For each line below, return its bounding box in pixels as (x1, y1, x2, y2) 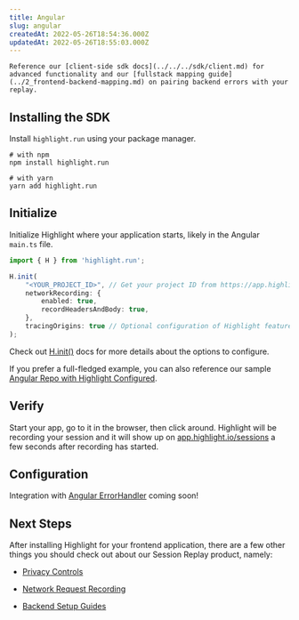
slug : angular (9, 21, 62, 30)
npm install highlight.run (9, 158, 109, 167)
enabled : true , (41, 297, 98, 306)
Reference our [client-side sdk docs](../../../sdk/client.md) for (9, 62, 265, 71)
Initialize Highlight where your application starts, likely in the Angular (9, 229, 260, 240)
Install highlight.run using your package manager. (9, 133, 197, 144)
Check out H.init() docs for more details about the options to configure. (9, 346, 270, 357)
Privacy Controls (21, 567, 84, 577)
